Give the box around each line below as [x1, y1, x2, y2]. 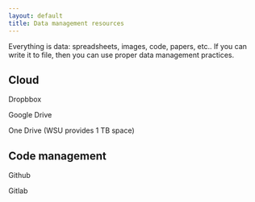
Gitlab [8, 186, 28, 196]
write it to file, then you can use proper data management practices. [8, 50, 235, 60]
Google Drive [8, 110, 52, 120]
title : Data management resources [8, 19, 125, 27]
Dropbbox [8, 94, 42, 105]
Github [8, 171, 31, 180]
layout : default [8, 11, 63, 20]
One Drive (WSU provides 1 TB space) [8, 126, 135, 135]
